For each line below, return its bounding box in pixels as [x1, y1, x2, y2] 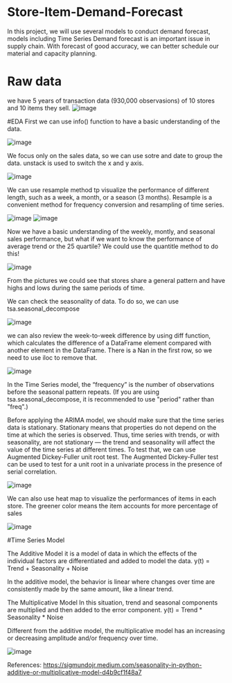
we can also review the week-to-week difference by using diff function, [7, 331, 211, 340]
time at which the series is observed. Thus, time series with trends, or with [7, 431, 220, 439]
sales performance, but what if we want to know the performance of [7, 234, 202, 243]
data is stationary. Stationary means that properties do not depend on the [7, 423, 217, 431]
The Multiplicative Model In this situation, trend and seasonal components [7, 598, 218, 607]
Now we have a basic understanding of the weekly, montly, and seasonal [7, 227, 215, 236]
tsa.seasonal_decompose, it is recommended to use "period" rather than [7, 395, 215, 403]
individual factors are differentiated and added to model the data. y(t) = [7, 556, 210, 565]
